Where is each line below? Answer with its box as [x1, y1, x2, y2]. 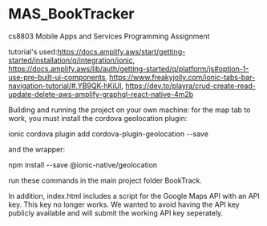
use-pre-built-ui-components [8, 72, 106, 82]
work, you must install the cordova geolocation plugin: [8, 113, 188, 123]
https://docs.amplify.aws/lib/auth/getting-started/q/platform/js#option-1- [8, 63, 249, 73]
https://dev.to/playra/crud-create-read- [125, 81, 257, 91]
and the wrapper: [8, 144, 66, 154]
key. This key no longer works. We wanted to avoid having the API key [8, 200, 240, 209]
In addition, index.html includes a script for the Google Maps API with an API [8, 191, 261, 200]
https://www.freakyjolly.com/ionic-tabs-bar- [109, 72, 256, 82]
